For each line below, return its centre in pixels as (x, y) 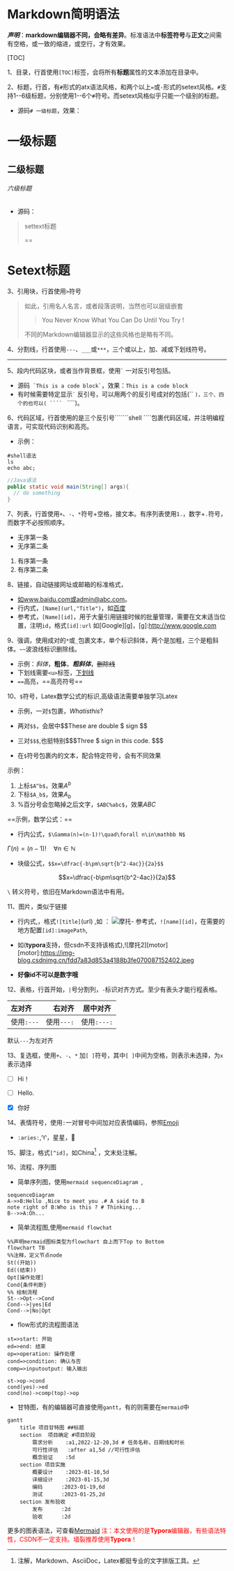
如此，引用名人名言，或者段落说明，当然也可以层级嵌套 (103, 306)
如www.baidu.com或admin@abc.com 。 (74, 599)
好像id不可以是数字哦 (48, 974)
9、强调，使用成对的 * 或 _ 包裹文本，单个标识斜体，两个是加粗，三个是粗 (110, 640)
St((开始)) (22, 1263)
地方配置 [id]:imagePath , (53, 930)
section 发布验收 (43, 1502)
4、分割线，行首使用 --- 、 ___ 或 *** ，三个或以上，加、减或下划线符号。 (109, 349)
